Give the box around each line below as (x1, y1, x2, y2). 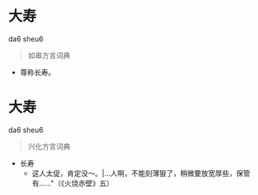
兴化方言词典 (27, 141, 70, 151)
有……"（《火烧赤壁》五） (31, 178, 114, 188)
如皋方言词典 (27, 50, 70, 60)
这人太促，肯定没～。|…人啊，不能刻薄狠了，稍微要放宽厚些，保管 (31, 168, 251, 177)
